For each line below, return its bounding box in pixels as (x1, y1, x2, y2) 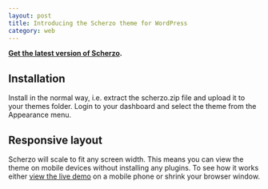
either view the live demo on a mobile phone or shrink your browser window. (8, 171, 260, 181)
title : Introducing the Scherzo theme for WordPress (8, 19, 188, 27)
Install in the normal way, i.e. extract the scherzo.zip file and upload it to (8, 93, 246, 103)
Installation (8, 71, 66, 85)
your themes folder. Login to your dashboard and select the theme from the (8, 102, 257, 111)
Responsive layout (8, 133, 102, 147)
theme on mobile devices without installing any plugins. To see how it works (8, 163, 259, 172)
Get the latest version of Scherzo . (8, 49, 122, 58)
